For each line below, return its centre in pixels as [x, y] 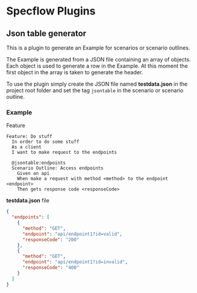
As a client [27, 147]
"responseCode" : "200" [51, 239]
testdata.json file [28, 201]
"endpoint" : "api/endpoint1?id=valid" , [72, 234]
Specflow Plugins [51, 11]
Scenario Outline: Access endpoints [58, 168]
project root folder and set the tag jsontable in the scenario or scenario [95, 90]
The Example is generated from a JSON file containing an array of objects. [98, 59]
